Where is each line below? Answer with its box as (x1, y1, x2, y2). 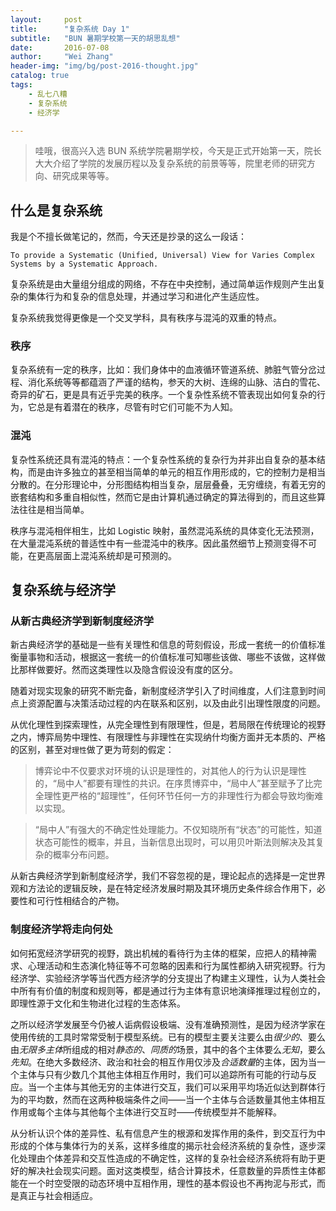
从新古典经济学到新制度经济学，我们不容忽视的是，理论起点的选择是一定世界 (10, 870, 326, 882)
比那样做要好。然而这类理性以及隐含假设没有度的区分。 (10, 664, 238, 676)
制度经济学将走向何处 (10, 922, 113, 936)
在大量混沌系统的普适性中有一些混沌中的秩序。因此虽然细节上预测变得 (10, 537, 300, 549)
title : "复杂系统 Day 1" (10, 24, 130, 34)
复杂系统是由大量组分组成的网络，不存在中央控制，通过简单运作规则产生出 (10, 278, 317, 290)
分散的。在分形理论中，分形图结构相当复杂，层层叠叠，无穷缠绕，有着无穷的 (10, 478, 326, 490)
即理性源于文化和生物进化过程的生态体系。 (10, 997, 186, 1009)
